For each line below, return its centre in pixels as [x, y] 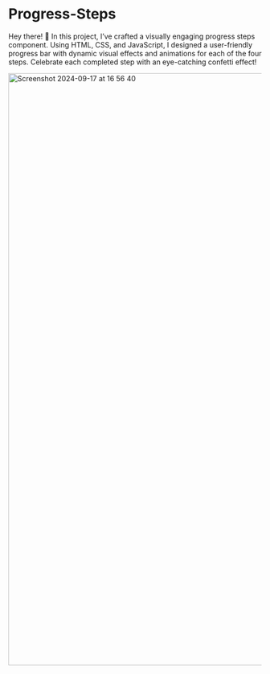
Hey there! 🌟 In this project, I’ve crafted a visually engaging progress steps [132, 36]
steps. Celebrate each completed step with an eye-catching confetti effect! [133, 62]
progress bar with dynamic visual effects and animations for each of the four [135, 53]
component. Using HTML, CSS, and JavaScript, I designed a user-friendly [131, 44]
